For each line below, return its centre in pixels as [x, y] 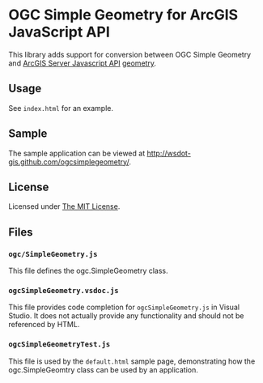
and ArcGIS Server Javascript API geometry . [82, 63]
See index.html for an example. [61, 108]
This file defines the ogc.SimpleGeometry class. [88, 271]
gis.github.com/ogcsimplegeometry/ [69, 162]
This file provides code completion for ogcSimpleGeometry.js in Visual [124, 307]
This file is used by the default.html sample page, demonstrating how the [132, 361]
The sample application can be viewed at [77, 153]
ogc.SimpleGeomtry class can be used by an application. [103, 369]
